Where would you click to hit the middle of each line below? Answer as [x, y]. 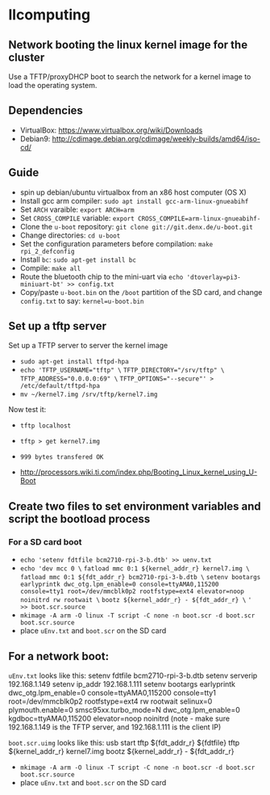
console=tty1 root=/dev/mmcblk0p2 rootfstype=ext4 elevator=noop [132, 591]
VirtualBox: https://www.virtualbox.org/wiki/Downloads [111, 130]
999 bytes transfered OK [62, 457]
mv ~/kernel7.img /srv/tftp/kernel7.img [89, 395]
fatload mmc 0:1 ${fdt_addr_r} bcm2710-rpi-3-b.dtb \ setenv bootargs [140, 578]
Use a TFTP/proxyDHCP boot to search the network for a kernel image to [130, 77]
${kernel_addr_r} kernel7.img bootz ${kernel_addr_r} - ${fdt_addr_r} [122, 751]
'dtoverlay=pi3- [214, 277]
